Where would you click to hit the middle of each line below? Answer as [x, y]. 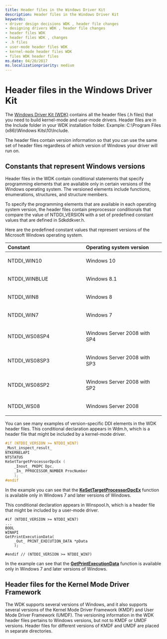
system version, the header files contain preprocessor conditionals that [78, 209]
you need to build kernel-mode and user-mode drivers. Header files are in [81, 120]
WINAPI [12, 532]
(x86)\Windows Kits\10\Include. [37, 131]
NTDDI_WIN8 [23, 297]
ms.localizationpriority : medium [40, 65]
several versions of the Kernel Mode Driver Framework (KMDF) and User [80, 610]
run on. [12, 151]
